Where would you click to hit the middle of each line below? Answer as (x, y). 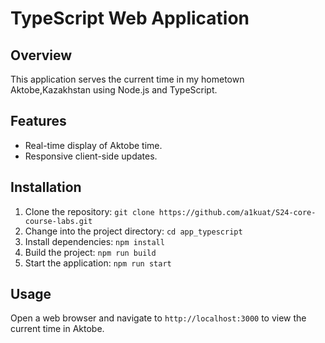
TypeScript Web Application (130, 18)
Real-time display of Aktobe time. (93, 145)
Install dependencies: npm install (94, 241)
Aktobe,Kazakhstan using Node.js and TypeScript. (114, 90)
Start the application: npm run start (98, 263)
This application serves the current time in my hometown (127, 79)
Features (38, 121)
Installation (46, 187)
